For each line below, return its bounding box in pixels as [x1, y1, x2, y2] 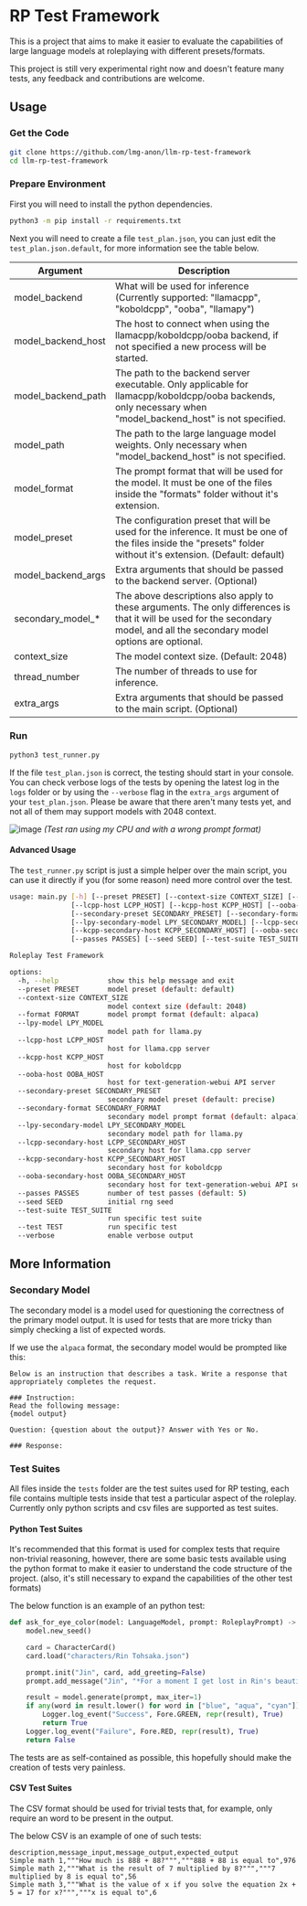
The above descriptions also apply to [115, 589, 274, 602]
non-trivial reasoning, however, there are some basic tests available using [9, 1553, 287, 1564]
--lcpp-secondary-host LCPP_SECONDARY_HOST [17, 1137, 185, 1147]
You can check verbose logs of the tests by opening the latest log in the [9, 776, 281, 787]
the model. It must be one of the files [115, 476, 272, 489]
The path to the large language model [115, 427, 277, 440]
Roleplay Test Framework [9, 952, 104, 961]
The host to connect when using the [115, 317, 270, 330]
